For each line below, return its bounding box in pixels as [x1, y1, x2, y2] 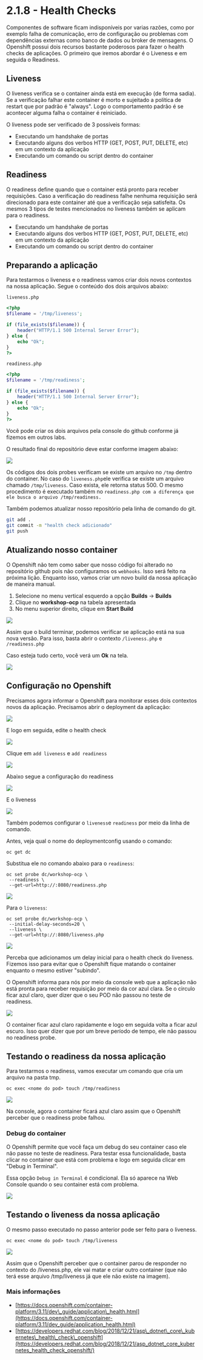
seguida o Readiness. [6, 56, 60, 63]
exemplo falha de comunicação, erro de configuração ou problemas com [6, 30, 188, 37]
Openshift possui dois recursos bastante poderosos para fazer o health [6, 43, 184, 50]
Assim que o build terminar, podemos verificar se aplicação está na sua [6, 628, 185, 635]
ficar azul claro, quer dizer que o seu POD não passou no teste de [6, 991, 171, 999]
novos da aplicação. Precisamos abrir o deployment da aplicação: [6, 703, 171, 710]
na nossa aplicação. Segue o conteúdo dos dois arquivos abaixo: [6, 283, 168, 290]
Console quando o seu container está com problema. [6, 1180, 139, 1188]
